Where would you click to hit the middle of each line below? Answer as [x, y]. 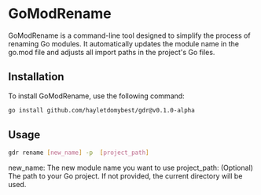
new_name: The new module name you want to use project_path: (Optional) [131, 168]
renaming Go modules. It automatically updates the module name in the [124, 43]
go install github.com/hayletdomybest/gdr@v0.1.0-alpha [101, 110]
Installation [36, 77]
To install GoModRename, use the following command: [96, 96]
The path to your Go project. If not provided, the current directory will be [125, 176]
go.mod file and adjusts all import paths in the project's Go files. [112, 52]
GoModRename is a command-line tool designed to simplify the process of [129, 35]
